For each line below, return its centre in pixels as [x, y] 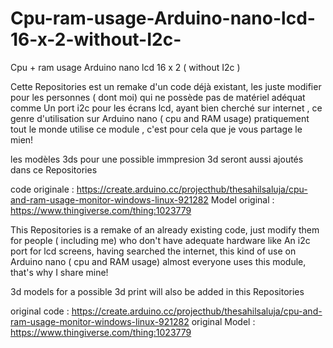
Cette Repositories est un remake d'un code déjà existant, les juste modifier [166, 86]
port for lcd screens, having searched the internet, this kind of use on [153, 251]
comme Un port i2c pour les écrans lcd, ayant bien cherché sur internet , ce [166, 108]
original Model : [223, 321]
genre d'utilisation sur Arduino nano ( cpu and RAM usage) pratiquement [160, 118]
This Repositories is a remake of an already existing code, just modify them [165, 229]
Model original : [242, 199]
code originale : [42, 189]
